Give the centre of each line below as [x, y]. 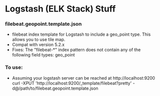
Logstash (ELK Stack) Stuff [60, 9]
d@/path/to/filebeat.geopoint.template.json [55, 88]
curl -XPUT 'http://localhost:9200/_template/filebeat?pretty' [72, 83]
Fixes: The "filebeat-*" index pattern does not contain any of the [76, 50]
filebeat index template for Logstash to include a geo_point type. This [81, 34]
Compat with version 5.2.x [38, 45]
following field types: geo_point [43, 55]
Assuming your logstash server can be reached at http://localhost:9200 [83, 78]
